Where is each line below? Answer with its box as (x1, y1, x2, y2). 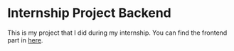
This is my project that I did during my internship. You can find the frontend (7, 28, 228, 37)
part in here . (7, 35, 43, 44)
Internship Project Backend (7, 5, 172, 21)
